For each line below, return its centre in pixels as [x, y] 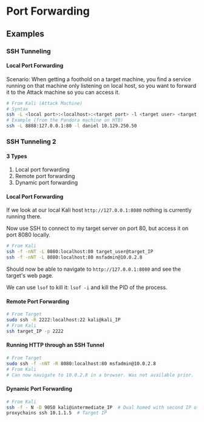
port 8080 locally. [28, 235]
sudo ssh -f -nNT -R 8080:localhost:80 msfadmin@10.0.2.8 [81, 363]
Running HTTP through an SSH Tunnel [55, 345]
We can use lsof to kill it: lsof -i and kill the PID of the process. [87, 287]
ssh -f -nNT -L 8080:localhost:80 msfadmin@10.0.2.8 [74, 257]
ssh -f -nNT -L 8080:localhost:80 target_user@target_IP [80, 252]
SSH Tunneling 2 [31, 141]
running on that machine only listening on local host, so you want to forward [101, 85]
